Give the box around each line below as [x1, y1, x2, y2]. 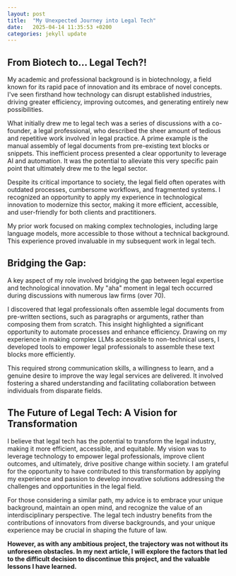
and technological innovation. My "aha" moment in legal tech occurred [7, 283, 213, 292]
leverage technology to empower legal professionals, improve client [7, 451, 205, 461]
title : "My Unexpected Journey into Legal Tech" [7, 17, 157, 24]
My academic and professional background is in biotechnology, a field [7, 75, 212, 84]
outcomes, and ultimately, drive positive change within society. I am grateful [7, 459, 229, 468]
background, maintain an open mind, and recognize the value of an [7, 503, 203, 512]
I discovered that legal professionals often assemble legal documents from [7, 305, 225, 313]
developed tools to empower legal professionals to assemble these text [7, 342, 215, 351]
